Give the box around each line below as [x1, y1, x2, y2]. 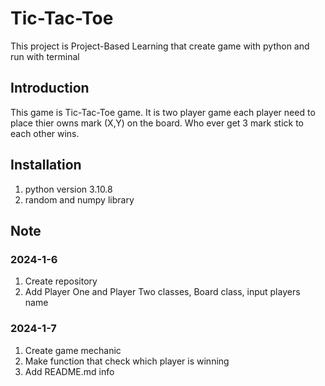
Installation [10, 157, 82, 174]
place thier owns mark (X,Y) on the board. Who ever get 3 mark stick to [10, 117, 305, 129]
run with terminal [10, 50, 80, 62]
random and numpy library [24, 193, 135, 206]
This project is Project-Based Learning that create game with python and [10, 40, 310, 52]
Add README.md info [24, 365, 115, 377]
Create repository [24, 275, 98, 287]
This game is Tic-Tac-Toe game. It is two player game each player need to [10, 106, 316, 118]
